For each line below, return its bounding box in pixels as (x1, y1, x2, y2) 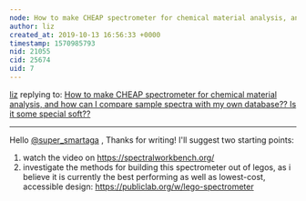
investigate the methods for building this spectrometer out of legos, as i (22, 161, 291, 173)
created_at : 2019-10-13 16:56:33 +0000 (9, 30, 161, 39)
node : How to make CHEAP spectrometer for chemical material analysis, (9, 13, 287, 23)
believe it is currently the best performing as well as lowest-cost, (22, 171, 266, 182)
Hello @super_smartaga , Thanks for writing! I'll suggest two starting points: (9, 134, 294, 146)
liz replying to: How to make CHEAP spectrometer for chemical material (9, 88, 278, 100)
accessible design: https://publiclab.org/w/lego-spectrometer (22, 181, 254, 192)
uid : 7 (9, 65, 35, 74)
